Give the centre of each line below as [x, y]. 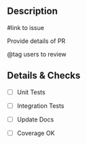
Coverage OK [36, 133]
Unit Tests [31, 92]
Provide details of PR [36, 41]
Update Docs [35, 119]
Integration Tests [40, 106]
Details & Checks [44, 75]
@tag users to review [37, 54]
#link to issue [25, 27]
